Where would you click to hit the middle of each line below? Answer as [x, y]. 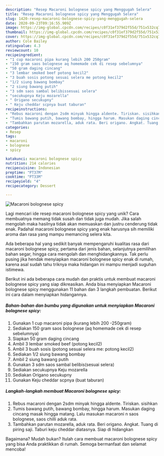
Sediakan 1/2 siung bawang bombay [49, 354]
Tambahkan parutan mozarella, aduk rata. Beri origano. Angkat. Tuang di [85, 424]
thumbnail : [17, 32]
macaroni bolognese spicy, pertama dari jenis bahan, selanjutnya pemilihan [81, 248]
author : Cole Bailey [27, 41]
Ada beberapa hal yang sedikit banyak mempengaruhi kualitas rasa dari [77, 244]
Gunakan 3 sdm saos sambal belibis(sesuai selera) [64, 364]
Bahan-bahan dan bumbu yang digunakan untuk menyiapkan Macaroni [80, 305]
